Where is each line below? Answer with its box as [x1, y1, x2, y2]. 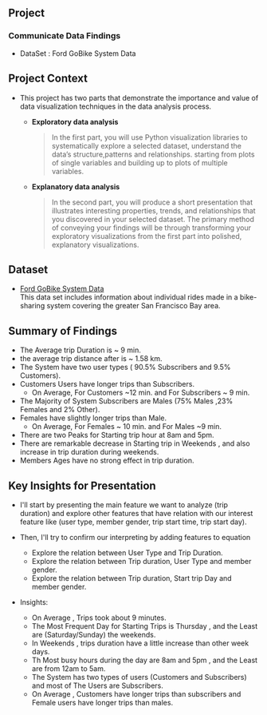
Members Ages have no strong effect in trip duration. [19, 455, 194, 466]
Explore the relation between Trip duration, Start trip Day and [31, 573, 233, 582]
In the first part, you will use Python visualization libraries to [51, 132, 249, 142]
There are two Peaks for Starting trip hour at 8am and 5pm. [19, 431, 214, 440]
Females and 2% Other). [19, 405, 100, 415]
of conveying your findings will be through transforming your [51, 223, 251, 232]
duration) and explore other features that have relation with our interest [19, 508, 253, 518]
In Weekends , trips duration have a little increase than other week [31, 638, 249, 648]
